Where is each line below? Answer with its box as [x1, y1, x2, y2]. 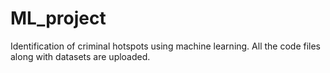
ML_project [10, 7, 107, 30]
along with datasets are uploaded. [10, 50, 151, 62]
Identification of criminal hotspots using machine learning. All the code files [10, 40, 322, 52]
